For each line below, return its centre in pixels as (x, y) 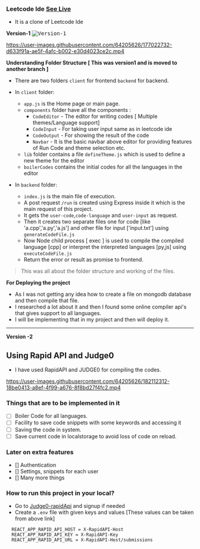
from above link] (35, 519)
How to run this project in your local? (60, 493)
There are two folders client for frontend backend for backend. (92, 81)
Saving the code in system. (48, 429)
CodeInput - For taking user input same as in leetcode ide (102, 129)
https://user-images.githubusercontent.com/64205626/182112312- (88, 381)
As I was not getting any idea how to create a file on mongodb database (103, 294)
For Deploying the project (38, 283)
